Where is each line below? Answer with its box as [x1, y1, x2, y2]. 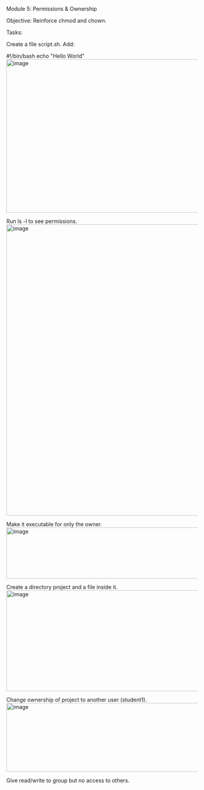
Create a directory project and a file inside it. [6, 584, 118, 590]
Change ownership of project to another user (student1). [6, 696, 148, 703]
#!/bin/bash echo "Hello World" [6, 52, 85, 60]
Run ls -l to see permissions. [6, 217, 78, 225]
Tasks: [6, 29, 23, 36]
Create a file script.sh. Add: [6, 41, 75, 48]
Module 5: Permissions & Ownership [6, 5, 97, 12]
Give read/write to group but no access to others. [6, 777, 130, 784]
